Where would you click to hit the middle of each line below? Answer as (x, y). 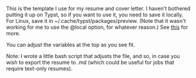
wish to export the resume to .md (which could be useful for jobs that (90, 62)
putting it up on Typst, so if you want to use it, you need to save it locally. (95, 15)
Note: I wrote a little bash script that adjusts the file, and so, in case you (93, 56)
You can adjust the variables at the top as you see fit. (71, 45)
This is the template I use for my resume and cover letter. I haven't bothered (98, 9)
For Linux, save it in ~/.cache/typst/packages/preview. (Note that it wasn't (96, 21)
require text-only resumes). (39, 69)
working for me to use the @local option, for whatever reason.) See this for (97, 27)
